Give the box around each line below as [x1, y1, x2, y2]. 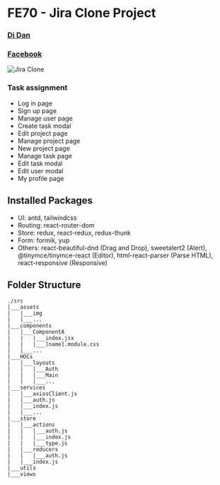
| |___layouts [7, 359, 55, 367]
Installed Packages [7, 194, 93, 206]
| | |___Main [7, 372, 59, 379]
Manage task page [17, 151, 72, 160]
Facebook [7, 49, 42, 59]
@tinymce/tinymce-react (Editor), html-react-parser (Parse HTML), [17, 251, 214, 259]
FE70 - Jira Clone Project [7, 5, 156, 21]
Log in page [17, 99, 53, 107]
